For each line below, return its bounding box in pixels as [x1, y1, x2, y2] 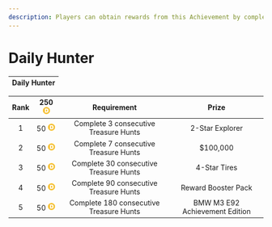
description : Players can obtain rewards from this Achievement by [8, 13, 241, 21]
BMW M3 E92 [193, 198, 240, 208]
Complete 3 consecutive [74, 119, 155, 128]
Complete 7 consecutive [74, 138, 155, 149]
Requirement [92, 102, 138, 112]
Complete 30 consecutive [71, 158, 158, 168]
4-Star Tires [195, 162, 238, 173]
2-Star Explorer [189, 123, 243, 132]
